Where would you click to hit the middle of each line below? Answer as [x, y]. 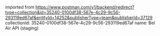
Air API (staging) [22, 28]
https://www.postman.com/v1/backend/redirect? [85, 7]
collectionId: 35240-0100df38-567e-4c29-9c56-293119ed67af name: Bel [80, 23]
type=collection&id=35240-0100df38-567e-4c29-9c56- [63, 12]
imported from [20, 7]
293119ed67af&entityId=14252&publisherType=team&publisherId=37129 [79, 18]
